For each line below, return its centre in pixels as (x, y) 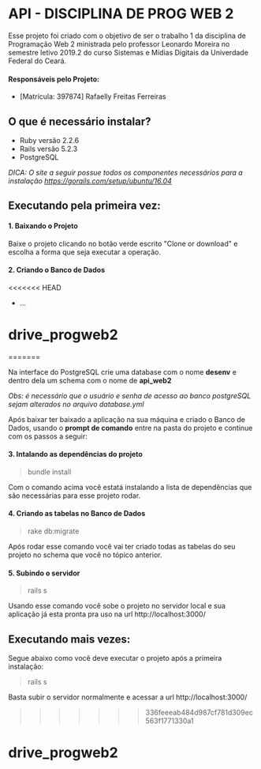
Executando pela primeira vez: (84, 206)
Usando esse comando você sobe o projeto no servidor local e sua (117, 606)
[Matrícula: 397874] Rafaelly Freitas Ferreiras (93, 96)
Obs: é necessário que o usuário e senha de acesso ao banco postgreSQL (130, 395)
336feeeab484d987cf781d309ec (199, 713)
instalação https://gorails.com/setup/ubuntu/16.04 (90, 181)
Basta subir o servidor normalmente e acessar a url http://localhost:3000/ (128, 697)
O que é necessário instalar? (80, 121)
